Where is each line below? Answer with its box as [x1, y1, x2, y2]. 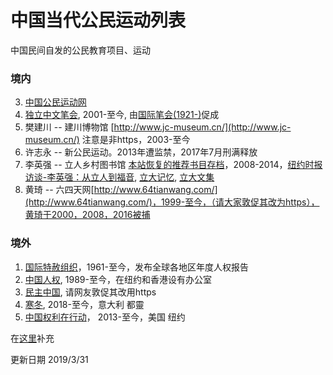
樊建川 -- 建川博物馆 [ [24, 121, 115, 133]
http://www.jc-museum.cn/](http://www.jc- [113, 121, 292, 133]
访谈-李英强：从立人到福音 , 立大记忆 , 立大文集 [24, 171, 215, 183]
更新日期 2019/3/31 [10, 353, 89, 365]
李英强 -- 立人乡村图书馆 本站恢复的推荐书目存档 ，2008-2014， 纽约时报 [24, 159, 323, 171]
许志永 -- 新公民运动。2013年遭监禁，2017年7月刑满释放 [24, 146, 258, 158]
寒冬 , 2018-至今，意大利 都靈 [24, 298, 145, 310]
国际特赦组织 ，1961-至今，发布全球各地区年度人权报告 [24, 261, 249, 273]
